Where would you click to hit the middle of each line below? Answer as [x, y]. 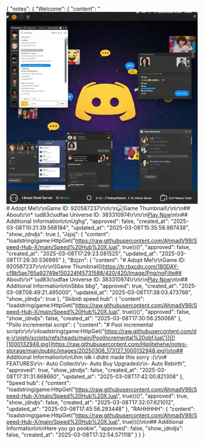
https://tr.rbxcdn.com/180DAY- [141, 266]
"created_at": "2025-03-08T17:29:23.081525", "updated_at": [82, 253]
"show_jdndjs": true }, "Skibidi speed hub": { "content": [75, 299]
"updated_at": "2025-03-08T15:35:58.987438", [130, 227]
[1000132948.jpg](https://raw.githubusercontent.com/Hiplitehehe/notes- [97, 344]
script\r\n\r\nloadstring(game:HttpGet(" [56, 331]
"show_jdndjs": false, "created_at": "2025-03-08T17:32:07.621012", [90, 402]
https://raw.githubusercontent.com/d [150, 331]
